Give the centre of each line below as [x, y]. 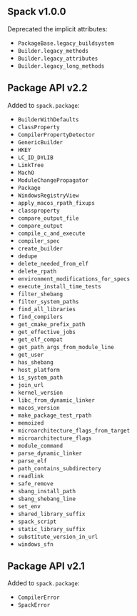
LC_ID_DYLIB [35, 157]
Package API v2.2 [47, 88]
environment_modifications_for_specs [74, 279]
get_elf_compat [40, 339]
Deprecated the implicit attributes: [57, 29]
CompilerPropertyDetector [56, 135]
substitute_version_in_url [58, 537]
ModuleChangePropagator [53, 180]
